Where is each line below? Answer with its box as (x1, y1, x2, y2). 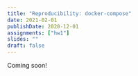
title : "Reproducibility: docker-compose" (7, 10, 132, 17)
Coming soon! (7, 61, 47, 69)
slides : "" (7, 36, 39, 43)
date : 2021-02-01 (7, 17, 58, 23)
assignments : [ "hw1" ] (7, 29, 70, 37)
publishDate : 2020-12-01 (7, 23, 79, 30)
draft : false (7, 42, 45, 49)
